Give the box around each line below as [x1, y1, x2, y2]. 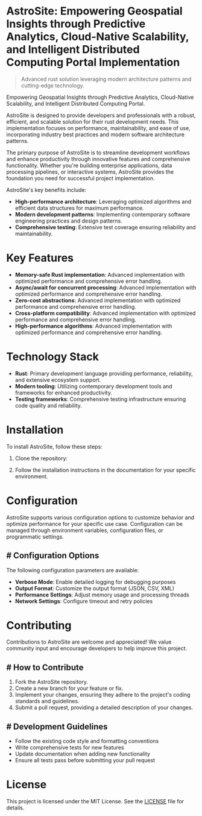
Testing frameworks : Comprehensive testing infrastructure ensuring [14, 395, 186, 402]
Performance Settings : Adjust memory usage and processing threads [14, 591, 190, 598]
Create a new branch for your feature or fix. [14, 685, 124, 692]
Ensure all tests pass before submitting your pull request [14, 757, 156, 764]
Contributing [6, 618, 72, 632]
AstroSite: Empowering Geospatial [6, 4, 183, 18]
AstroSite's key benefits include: [6, 186, 87, 194]
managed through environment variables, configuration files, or [6, 527, 164, 534]
